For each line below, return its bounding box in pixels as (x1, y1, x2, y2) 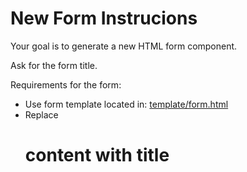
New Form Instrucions (10, 7, 198, 30)
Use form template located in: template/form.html (24, 98, 229, 110)
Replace (24, 108, 59, 121)
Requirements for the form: (10, 78, 122, 91)
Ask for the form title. (10, 59, 98, 71)
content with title (24, 144, 170, 167)
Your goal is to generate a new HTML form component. (10, 40, 238, 52)
